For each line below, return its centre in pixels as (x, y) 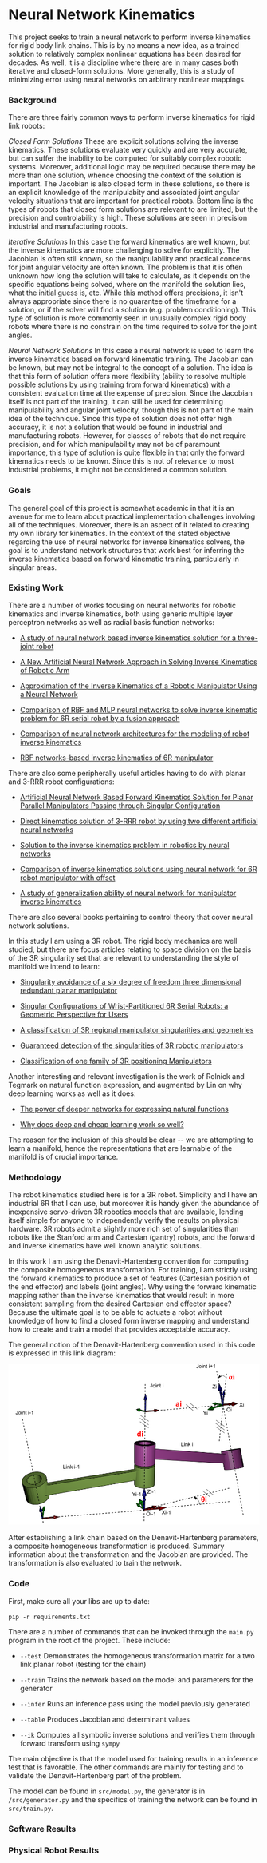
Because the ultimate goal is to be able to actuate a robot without (115, 1312)
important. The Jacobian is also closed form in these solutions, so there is (130, 184)
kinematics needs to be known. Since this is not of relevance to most (121, 461)
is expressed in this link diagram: (62, 1353)
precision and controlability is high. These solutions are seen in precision (128, 218)
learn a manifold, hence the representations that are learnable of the (120, 1148)
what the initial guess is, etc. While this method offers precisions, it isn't (126, 293)
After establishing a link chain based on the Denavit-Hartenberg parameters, (133, 1538)
